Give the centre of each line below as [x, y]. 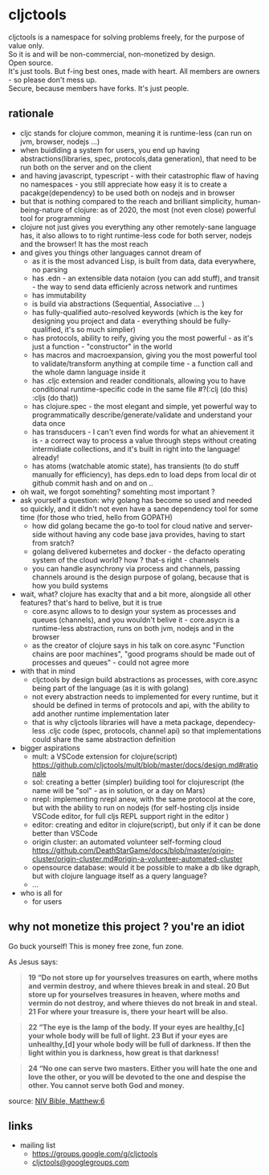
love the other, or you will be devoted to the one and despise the [137, 1077]
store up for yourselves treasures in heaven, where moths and [134, 994]
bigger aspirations [50, 747]
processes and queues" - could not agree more [110, 662]
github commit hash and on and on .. [93, 483]
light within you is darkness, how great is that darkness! [123, 1052]
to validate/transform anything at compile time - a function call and [142, 363]
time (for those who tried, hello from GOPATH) [96, 517]
